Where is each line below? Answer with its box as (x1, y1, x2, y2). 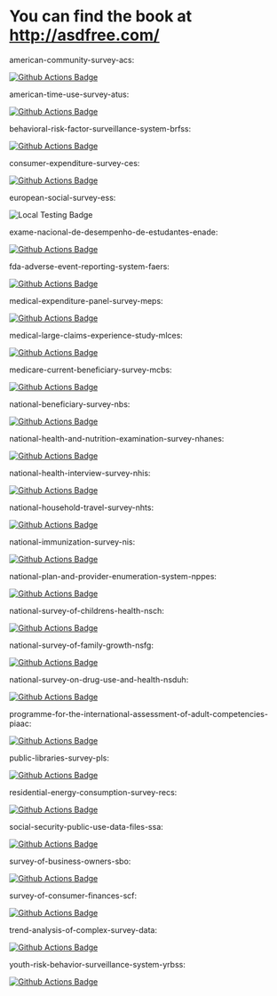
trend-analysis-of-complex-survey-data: (9, 924, 158, 935)
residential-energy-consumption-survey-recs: (9, 786, 178, 797)
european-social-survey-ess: (9, 192, 116, 203)
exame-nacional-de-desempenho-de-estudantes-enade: (9, 227, 218, 237)
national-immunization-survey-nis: (9, 536, 136, 547)
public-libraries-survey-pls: (9, 753, 109, 763)
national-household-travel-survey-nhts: (9, 502, 154, 513)
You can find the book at (9, 6, 193, 27)
